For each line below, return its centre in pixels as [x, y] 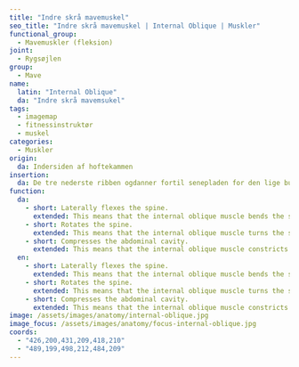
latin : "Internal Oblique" [67, 92]
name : [19, 84]
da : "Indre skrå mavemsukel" [71, 100]
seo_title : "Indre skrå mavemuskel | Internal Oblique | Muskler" [135, 26]
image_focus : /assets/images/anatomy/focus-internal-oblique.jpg [133, 324]
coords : [24, 332]
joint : [21, 51]
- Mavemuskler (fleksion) [65, 42]
